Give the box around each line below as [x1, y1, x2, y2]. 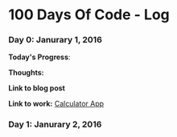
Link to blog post [8, 83, 66, 93]
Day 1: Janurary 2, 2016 [8, 119, 102, 130]
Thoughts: [8, 68, 44, 78]
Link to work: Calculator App [8, 99, 105, 109]
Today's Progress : [8, 52, 71, 62]
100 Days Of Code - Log [8, 6, 171, 24]
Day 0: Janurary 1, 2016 [8, 34, 103, 46]
